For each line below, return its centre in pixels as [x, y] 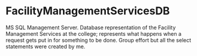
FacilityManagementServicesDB [88, 11]
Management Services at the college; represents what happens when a [94, 33]
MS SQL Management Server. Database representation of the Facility [91, 27]
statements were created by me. [46, 46]
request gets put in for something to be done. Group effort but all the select [99, 40]
